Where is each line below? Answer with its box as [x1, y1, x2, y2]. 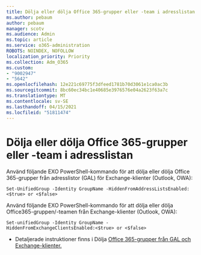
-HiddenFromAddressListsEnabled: [105, 186, 190, 192]
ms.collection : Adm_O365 [6, 59, 69, 65]
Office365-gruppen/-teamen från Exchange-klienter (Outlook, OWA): [6, 208, 178, 215]
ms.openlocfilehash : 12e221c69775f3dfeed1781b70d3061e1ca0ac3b [6, 82, 169, 88]
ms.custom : [6, 64, 34, 71]
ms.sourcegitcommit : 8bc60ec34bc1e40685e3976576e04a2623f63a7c [6, 87, 169, 93]
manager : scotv [6, 25, 45, 32]
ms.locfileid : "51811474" [6, 109, 71, 115]
